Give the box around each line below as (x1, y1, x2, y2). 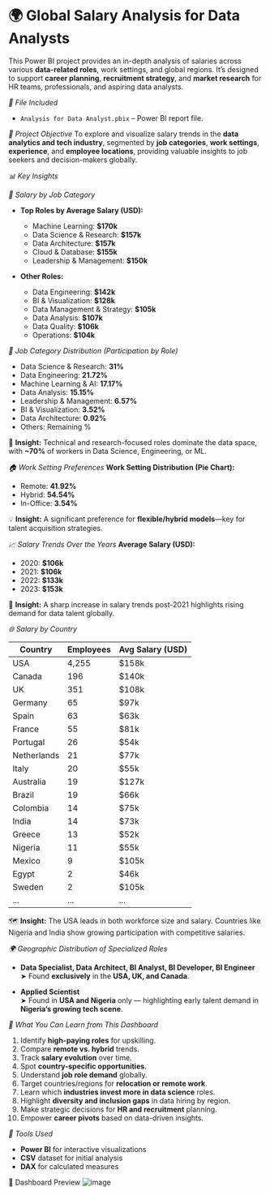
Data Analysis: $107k (32, 313, 103, 323)
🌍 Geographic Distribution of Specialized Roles (8, 944, 168, 953)
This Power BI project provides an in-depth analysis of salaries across (8, 56, 242, 66)
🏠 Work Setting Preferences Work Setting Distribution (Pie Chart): (8, 462, 235, 472)
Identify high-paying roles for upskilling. (19, 1035, 156, 1045)
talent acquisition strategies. (8, 523, 103, 533)
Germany (12, 696, 48, 708)
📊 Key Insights (8, 171, 58, 181)
